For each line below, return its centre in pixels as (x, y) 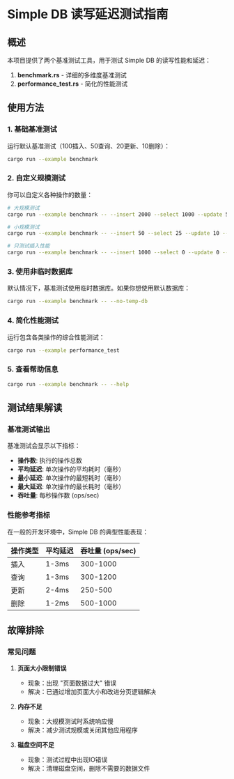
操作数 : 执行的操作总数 (49, 461)
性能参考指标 (29, 515)
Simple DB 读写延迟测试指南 (88, 14)
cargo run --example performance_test (63, 350)
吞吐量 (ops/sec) (108, 550)
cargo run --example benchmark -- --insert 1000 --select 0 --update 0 (113, 253)
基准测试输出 (29, 429)
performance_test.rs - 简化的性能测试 (72, 84)
